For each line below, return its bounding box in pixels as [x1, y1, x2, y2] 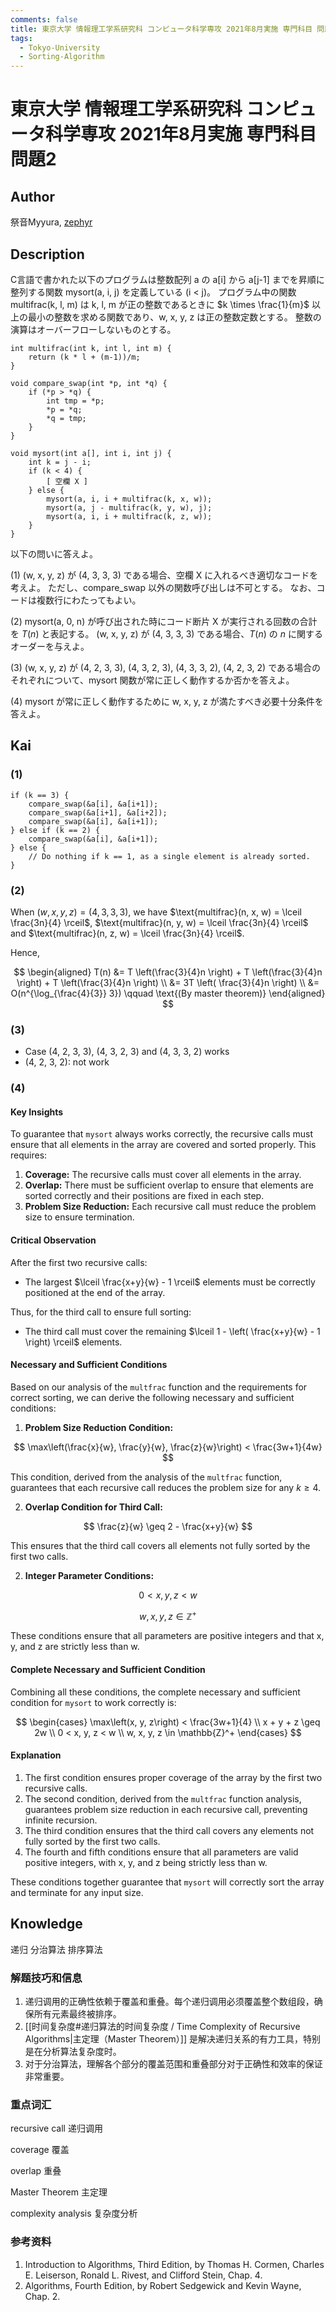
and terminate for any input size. [10, 1886, 144, 1898]
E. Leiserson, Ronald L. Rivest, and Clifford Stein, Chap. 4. [24, 2269, 263, 2281]
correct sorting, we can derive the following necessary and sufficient [10, 1391, 295, 1403]
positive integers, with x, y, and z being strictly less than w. [24, 1856, 268, 1868]
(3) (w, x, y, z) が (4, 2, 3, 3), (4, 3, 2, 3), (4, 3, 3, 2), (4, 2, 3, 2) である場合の [10, 661, 321, 673]
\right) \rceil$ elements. [24, 1336, 123, 1348]
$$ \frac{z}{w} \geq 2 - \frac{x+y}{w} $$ [83, 1520, 253, 1532]
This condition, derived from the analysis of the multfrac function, [10, 1471, 283, 1483]
